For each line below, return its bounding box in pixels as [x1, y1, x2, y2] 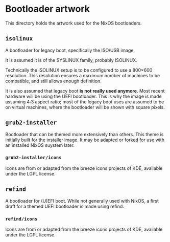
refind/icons [5, 216, 38, 222]
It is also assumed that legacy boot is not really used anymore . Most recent [5, 87, 165, 94]
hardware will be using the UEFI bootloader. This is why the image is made [5, 93, 162, 99]
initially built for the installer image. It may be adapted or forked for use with [5, 137, 165, 143]
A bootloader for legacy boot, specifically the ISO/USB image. [5, 47, 135, 53]
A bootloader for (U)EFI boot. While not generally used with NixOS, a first [5, 197, 159, 204]
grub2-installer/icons [5, 155, 62, 161]
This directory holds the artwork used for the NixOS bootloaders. [5, 20, 142, 26]
